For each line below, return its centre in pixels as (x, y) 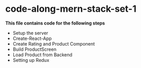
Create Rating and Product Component (54, 43)
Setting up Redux (31, 60)
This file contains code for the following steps (55, 23)
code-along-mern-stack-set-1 (71, 9)
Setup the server (31, 33)
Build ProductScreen (34, 49)
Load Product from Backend (43, 55)
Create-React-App (32, 38)
